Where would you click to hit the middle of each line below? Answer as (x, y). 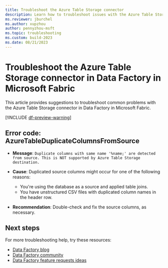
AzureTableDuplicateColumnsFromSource (72, 141)
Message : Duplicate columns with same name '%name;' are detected (84, 153)
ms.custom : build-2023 (29, 38)
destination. (26, 162)
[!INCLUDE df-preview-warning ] (38, 117)
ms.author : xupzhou (25, 24)
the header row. (36, 197)
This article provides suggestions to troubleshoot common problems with (80, 102)
